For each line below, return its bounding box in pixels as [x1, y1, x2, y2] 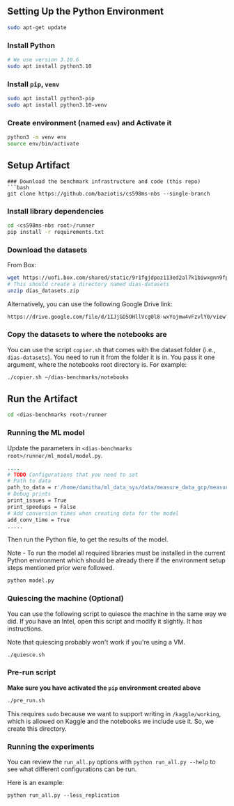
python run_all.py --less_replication [7, 791, 120, 799]
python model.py [7, 577, 54, 584]
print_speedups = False [7, 503, 77, 510]
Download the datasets [7, 245, 88, 255]
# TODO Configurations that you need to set [7, 471, 139, 478]
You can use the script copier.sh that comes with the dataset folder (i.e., [7, 345, 216, 354]
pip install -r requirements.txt [7, 228, 104, 235]
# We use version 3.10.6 [7, 56, 79, 63]
